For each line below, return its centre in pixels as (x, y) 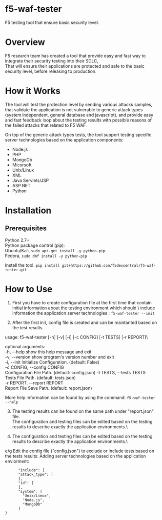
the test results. (28, 327)
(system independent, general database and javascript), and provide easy (79, 115)
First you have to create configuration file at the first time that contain (82, 302)
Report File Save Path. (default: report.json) (49, 388)
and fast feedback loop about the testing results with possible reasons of (79, 120)
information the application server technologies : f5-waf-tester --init (83, 313)
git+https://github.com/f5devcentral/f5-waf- (109, 265)
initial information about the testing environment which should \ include (83, 308)
